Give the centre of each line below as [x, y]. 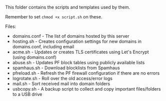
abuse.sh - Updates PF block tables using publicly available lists [78, 62]
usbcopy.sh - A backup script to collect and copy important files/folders [86, 89]
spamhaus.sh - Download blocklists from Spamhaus [66, 68]
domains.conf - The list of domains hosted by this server [71, 36]
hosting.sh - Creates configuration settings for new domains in [77, 41]
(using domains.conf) [34, 57]
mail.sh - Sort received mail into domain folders [61, 84]
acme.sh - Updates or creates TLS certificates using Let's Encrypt [80, 52]
